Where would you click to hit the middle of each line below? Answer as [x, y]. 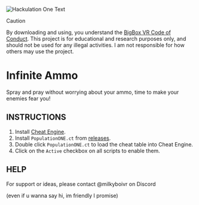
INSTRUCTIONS [36, 117]
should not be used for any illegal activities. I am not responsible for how [96, 45]
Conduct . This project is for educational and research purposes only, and [96, 39]
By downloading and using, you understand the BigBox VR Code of [89, 32]
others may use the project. [40, 51]
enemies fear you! [28, 98]
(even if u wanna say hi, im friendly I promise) [62, 195]
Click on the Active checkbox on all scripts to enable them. [87, 151]
